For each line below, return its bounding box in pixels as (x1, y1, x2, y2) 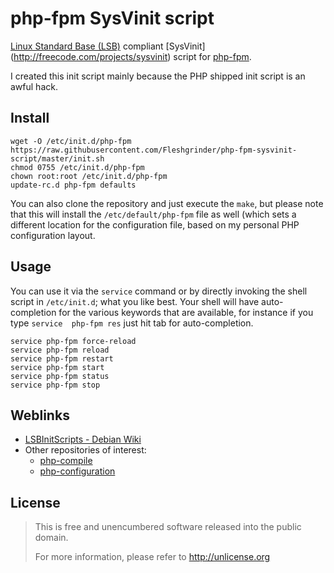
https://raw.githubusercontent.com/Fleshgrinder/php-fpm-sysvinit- (10, 145, 298, 155)
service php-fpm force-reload (10, 336, 137, 346)
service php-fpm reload (10, 345, 110, 355)
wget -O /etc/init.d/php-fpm (10, 136, 132, 146)
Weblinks (10, 407, 70, 424)
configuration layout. (10, 229, 96, 241)
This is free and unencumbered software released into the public (34, 521, 302, 533)
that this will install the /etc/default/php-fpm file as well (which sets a (10, 208, 297, 220)
